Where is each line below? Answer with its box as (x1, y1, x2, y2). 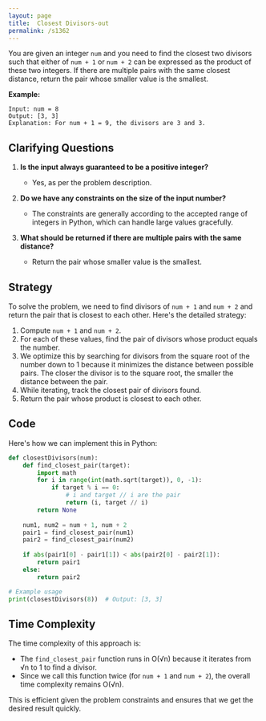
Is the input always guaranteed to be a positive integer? (19, 162, 209, 172)
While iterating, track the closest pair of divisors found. (19, 386, 202, 395)
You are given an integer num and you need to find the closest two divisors (8, 49, 252, 59)
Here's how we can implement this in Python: (8, 438, 158, 448)
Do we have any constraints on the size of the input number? (19, 193, 227, 203)
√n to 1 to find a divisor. (19, 662, 98, 672)
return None (37, 506, 78, 514)
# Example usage (8, 587, 62, 596)
